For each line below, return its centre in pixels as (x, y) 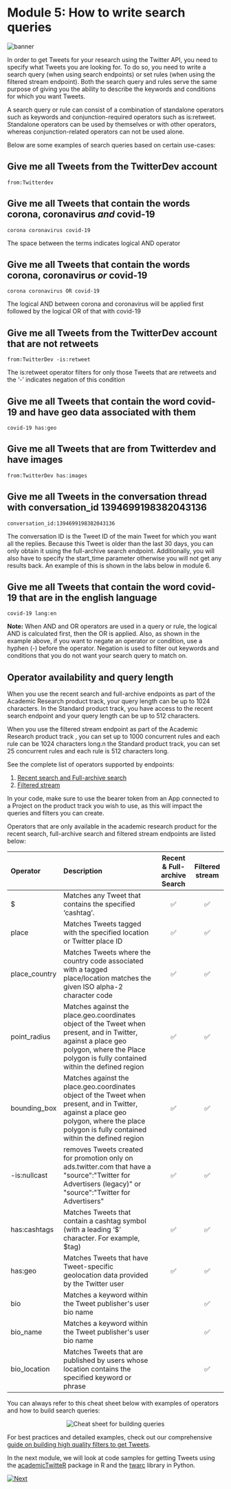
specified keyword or (97, 1377)
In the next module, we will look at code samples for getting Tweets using (111, 1458)
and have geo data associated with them (107, 412)
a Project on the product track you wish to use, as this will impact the (105, 806)
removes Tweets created (103, 1149)
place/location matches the (107, 978)
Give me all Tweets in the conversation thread (107, 497)
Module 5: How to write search (96, 13)
